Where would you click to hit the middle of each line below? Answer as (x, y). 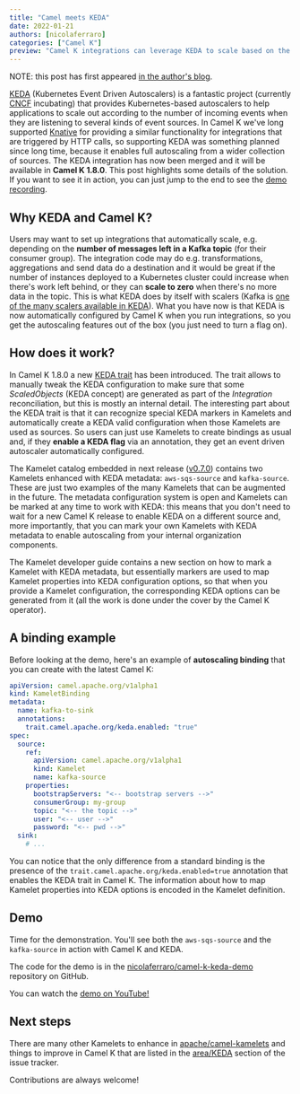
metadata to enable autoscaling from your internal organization (125, 535)
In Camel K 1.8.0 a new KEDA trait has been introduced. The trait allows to (145, 374)
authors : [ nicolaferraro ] (57, 34)
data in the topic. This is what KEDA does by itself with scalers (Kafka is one (150, 296)
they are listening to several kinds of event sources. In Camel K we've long (146, 123)
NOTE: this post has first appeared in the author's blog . (111, 76)
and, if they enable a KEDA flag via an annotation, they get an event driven (147, 442)
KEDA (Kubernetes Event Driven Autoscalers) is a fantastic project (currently (150, 94)
